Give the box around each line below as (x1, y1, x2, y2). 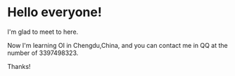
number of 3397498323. (7, 49, 79, 57)
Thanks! (7, 62, 31, 70)
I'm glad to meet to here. (7, 27, 79, 36)
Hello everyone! (7, 4, 102, 20)
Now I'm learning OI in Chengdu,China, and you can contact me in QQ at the (7, 41, 228, 49)
